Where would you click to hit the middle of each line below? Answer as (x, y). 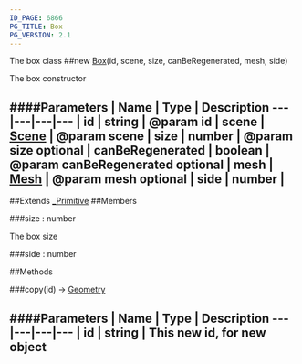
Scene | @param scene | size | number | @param (151, 136)
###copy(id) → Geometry (57, 290)
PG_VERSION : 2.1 (40, 35)
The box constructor (48, 79)
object (28, 347)
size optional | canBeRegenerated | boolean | (140, 150)
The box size (34, 236)
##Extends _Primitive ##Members (73, 201)
